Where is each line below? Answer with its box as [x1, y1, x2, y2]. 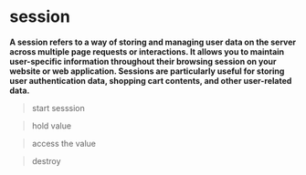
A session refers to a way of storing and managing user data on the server [9, 36, 297, 47]
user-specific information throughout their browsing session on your [9, 56, 277, 67]
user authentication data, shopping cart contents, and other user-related [9, 75, 292, 86]
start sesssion [31, 102, 85, 113]
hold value [31, 120, 71, 131]
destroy [31, 155, 61, 166]
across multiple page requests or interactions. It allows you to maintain [9, 46, 285, 57]
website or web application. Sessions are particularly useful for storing [9, 66, 285, 77]
